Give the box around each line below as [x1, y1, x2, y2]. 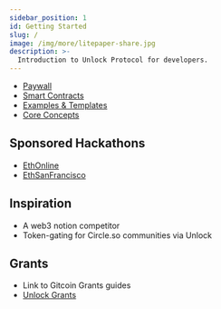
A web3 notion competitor [22, 220, 120, 231]
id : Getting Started [9, 22, 88, 31]
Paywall [22, 81, 53, 91]
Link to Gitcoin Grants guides [22, 280, 131, 291]
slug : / [9, 30, 39, 39]
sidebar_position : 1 [9, 13, 88, 23]
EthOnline [22, 160, 60, 171]
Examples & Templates [22, 100, 108, 110]
